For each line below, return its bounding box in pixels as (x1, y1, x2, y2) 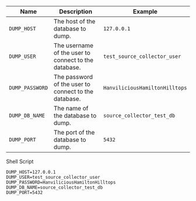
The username (53, 41, 94, 49)
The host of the (53, 18, 96, 25)
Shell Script (6, 158, 34, 165)
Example (133, 8, 157, 15)
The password (53, 73, 93, 81)
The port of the (53, 129, 95, 136)
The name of (53, 105, 89, 112)
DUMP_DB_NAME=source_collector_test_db (6, 185, 103, 190)
